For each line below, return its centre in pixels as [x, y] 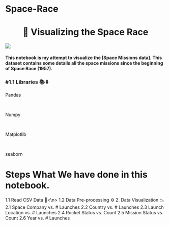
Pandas [13, 95]
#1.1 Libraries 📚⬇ [27, 82]
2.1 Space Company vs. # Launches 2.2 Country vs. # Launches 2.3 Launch [84, 207]
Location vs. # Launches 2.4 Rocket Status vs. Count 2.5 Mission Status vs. [84, 212]
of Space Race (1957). [29, 68]
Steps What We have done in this [76, 175]
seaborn [14, 154]
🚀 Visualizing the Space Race [86, 32]
